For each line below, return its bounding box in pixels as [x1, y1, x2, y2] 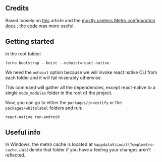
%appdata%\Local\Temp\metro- [93, 142, 155, 147]
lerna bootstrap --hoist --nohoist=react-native [5, 60, 110, 65]
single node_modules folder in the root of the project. [5, 90, 113, 96]
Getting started [5, 37, 55, 46]
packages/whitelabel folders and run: [5, 105, 83, 111]
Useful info [5, 128, 41, 137]
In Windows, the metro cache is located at [5, 141, 93, 147]
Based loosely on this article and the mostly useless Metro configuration [5, 17, 155, 23]
